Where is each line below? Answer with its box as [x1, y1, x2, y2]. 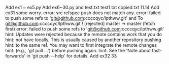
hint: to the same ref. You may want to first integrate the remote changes [5, 42, 157, 48]
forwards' [5, 53, 26, 59]
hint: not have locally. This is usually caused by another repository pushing [5, 37, 161, 43]
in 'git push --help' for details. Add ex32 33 [26, 53, 117, 59]
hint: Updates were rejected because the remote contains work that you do [5, 31, 162, 37]
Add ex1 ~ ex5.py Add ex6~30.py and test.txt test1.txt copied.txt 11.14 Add [5, 5, 160, 10]
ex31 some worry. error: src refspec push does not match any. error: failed [5, 10, 161, 16]
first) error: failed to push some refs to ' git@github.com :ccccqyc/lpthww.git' [5, 26, 164, 32]
